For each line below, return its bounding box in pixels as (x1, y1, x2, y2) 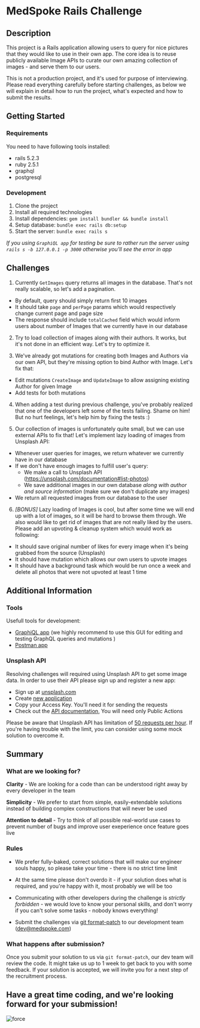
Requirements (6, 129, 49, 137)
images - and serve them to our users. (6, 63, 101, 70)
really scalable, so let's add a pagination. (14, 285, 116, 292)
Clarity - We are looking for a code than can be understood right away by (6, 781, 188, 788)
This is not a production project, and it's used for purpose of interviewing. (6, 75, 189, 82)
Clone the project (14, 202, 58, 209)
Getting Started (6, 111, 65, 121)
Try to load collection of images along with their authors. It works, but (14, 334, 187, 341)
